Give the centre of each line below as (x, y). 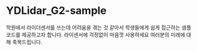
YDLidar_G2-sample (56, 11)
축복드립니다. (27, 42)
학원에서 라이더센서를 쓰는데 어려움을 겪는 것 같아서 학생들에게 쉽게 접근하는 (93, 27)
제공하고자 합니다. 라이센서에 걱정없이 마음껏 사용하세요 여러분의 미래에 (103, 34)
